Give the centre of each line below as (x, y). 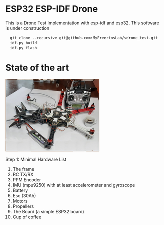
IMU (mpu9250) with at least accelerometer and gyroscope (74, 185)
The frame (23, 169)
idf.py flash (24, 48)
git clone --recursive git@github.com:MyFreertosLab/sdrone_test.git (84, 38)
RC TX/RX (23, 175)
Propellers (23, 206)
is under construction (28, 28)
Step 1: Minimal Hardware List (36, 160)
